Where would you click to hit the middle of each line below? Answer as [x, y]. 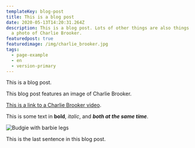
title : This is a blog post [40, 17]
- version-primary [34, 66]
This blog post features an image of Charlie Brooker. [69, 94]
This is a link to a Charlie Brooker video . [54, 105]
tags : [13, 50]
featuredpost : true [30, 39]
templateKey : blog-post [35, 11]
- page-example [30, 55]
